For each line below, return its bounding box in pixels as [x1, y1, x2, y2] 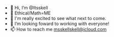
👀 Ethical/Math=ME [10, 10, 51, 16]
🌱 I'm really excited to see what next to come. [10, 15, 106, 21]
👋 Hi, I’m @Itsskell [10, 5, 49, 10]
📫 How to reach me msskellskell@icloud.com [10, 26, 107, 32]
